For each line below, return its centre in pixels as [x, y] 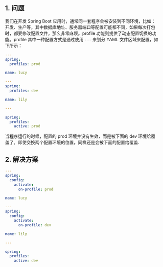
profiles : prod [25, 64]
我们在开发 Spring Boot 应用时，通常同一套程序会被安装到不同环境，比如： [80, 21]
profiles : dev [24, 91]
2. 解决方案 [22, 159]
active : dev [26, 261]
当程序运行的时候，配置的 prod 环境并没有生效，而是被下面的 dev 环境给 [78, 136]
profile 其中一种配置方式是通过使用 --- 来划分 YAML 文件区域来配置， [84, 39]
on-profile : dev [35, 225]
